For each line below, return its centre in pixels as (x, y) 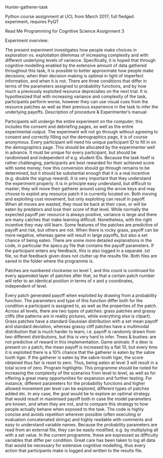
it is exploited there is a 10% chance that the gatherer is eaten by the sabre (80, 352)
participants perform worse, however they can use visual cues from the (77, 101)
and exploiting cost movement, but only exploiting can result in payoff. (75, 199)
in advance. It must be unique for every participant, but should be (71, 152)
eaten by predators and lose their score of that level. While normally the (77, 209)
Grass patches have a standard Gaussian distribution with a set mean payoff (81, 321)
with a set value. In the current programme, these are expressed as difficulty (82, 435)
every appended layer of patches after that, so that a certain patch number (80, 275)
